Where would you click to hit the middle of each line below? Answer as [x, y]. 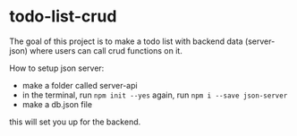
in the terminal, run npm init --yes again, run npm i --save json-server [155, 95]
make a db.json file [57, 104]
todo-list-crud [63, 17]
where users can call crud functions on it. [106, 50]
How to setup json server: [57, 68]
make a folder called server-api [80, 85]
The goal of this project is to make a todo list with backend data [126, 41]
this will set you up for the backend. [75, 122]
